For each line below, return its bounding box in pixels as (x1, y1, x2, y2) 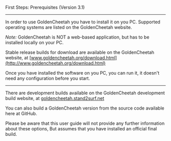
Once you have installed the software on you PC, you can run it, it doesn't (5, 70, 160, 76)
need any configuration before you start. (5, 76, 90, 81)
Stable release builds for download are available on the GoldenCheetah (5, 49, 154, 55)
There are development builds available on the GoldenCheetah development (5, 90, 165, 96)
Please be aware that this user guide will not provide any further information (5, 120, 165, 126)
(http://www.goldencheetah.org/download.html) (5, 60, 106, 66)
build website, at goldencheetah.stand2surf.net (5, 95, 104, 101)
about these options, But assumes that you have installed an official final (5, 126, 157, 131)
